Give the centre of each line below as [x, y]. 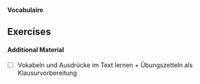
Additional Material [36, 50]
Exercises [29, 31]
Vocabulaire [25, 10]
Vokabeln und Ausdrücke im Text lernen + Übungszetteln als [105, 65]
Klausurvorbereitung [47, 73]
